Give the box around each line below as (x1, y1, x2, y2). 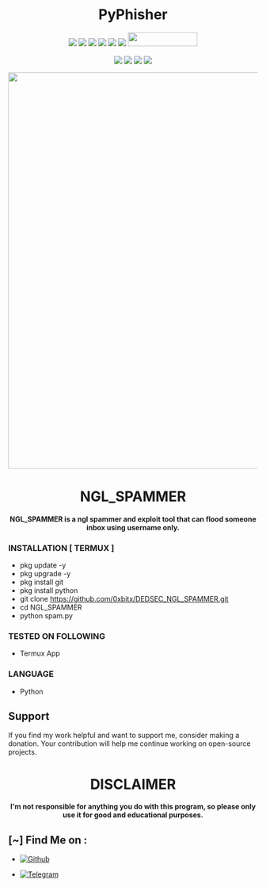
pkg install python (19, 586, 78, 595)
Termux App (19, 648, 61, 659)
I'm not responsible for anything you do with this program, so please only (10, 802, 256, 812)
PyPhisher (98, 6, 168, 24)
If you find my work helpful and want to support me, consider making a (8, 731, 240, 740)
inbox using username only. (85, 522, 180, 532)
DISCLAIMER (89, 775, 177, 793)
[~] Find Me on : (8, 833, 88, 847)
